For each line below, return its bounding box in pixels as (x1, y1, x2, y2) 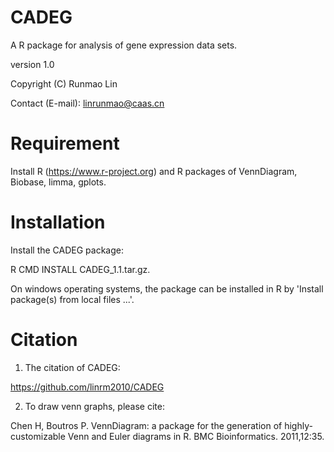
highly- (284, 419, 313, 431)
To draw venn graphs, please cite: (24, 400, 165, 412)
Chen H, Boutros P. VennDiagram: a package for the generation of (10, 419, 283, 431)
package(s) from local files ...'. (10, 293, 135, 305)
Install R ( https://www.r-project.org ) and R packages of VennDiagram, (10, 165, 298, 177)
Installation (10, 211, 106, 234)
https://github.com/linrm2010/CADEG (10, 381, 165, 393)
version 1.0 (10, 58, 55, 70)
